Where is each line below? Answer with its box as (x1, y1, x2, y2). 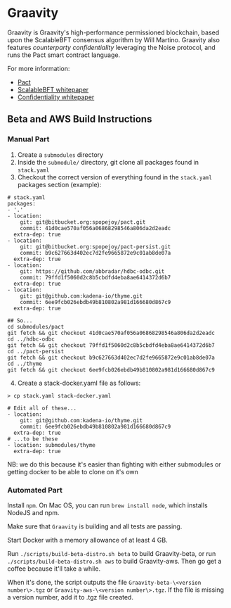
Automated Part (7, 485, 63, 495)
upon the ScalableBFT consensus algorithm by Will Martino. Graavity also (7, 35, 220, 44)
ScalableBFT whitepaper (17, 85, 89, 94)
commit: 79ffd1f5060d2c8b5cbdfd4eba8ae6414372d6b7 (20, 274, 171, 281)
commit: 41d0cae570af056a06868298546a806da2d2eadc (20, 224, 171, 232)
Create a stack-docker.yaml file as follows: (17, 379, 141, 387)
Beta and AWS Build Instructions (7, 113, 152, 125)
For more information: (7, 64, 70, 72)
